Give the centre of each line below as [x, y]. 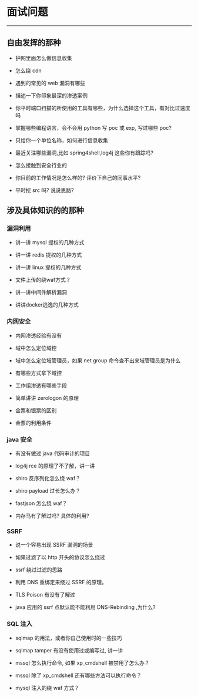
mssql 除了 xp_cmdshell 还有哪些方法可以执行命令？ [78, 675]
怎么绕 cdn [28, 70]
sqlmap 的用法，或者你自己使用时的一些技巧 [68, 638]
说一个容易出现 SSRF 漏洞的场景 [54, 545]
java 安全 [20, 439]
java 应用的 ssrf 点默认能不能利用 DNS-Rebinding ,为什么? [85, 607]
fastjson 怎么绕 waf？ [41, 503]
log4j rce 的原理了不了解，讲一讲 [55, 466]
